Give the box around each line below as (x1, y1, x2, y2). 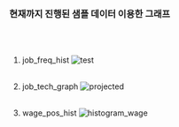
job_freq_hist (21, 55, 69, 65)
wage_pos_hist (21, 108, 77, 118)
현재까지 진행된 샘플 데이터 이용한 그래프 (9, 7, 171, 19)
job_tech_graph (21, 81, 79, 92)
